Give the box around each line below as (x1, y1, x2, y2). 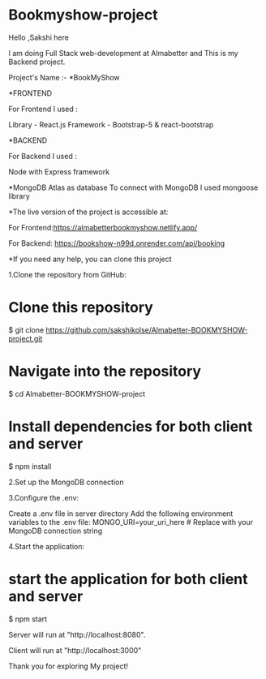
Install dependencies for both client (8, 418, 253, 436)
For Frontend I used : (8, 104, 79, 114)
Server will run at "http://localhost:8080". (8, 630, 146, 639)
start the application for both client (8, 569, 249, 588)
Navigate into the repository (8, 363, 201, 380)
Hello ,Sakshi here (8, 32, 69, 42)
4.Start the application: (8, 541, 85, 551)
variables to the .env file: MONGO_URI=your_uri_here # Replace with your (8, 517, 254, 526)
